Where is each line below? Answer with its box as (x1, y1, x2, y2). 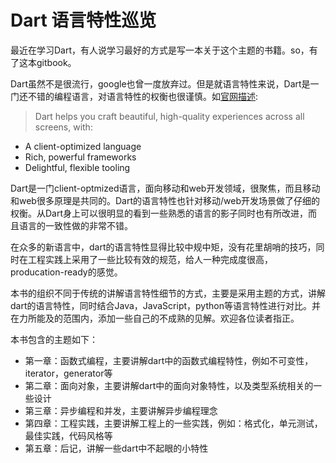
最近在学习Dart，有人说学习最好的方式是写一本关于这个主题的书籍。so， (10, 44, 310, 56)
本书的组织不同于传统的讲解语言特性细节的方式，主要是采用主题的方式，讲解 (10, 287, 326, 299)
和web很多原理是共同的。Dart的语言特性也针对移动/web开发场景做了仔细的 (10, 194, 320, 206)
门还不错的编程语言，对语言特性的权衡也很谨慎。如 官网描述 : (10, 90, 259, 102)
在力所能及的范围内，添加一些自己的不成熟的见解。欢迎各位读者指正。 (10, 312, 300, 324)
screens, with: (34, 121, 93, 133)
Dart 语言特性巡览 (10, 9, 157, 32)
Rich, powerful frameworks (24, 151, 137, 163)
